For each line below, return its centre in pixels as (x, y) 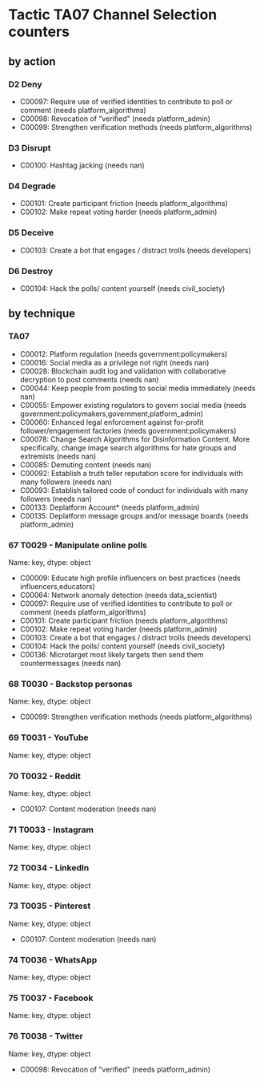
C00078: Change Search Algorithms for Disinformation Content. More (135, 439)
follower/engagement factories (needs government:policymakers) (128, 430)
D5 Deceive (31, 232)
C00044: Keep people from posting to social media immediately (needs (138, 388)
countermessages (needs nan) (70, 664)
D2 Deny (25, 84)
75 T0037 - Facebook (51, 998)
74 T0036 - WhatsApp (53, 959)
